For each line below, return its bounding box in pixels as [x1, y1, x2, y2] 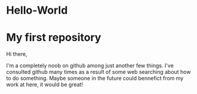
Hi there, [6, 51, 27, 58]
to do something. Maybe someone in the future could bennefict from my [6, 75, 184, 82]
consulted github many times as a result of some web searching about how [6, 68, 191, 76]
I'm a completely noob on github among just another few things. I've [6, 62, 174, 69]
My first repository [6, 31, 101, 45]
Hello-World [6, 4, 68, 17]
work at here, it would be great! [6, 81, 84, 88]
